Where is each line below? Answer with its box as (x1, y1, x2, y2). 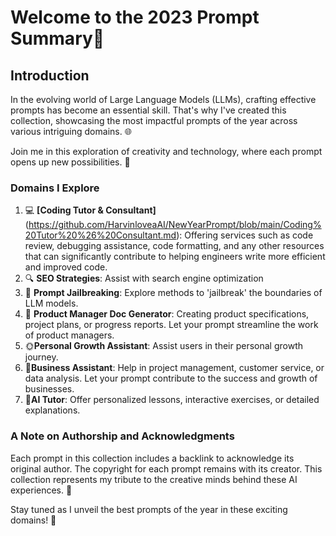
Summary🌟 (10, 27, 105, 50)
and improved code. (24, 261, 108, 273)
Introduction (10, 67, 90, 84)
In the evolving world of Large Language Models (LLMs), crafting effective (10, 94, 317, 105)
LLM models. (24, 297, 79, 310)
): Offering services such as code (176, 229, 314, 241)
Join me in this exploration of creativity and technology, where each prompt (10, 146, 323, 157)
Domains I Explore (10, 181, 100, 195)
